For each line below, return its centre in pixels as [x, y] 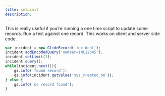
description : [19, 14]
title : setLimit [22, 10]
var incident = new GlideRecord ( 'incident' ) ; [53, 48]
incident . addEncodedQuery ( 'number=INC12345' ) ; [54, 52]
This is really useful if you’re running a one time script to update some [76, 28]
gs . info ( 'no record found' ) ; [44, 84]
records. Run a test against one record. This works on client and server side [82, 33]
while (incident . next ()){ [31, 66]
